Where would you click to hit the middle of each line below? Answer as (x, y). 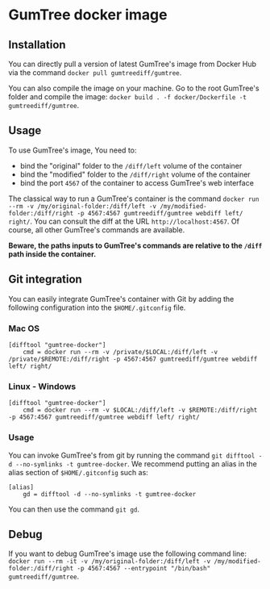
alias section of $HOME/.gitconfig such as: (79, 472)
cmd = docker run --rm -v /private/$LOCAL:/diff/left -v (120, 352)
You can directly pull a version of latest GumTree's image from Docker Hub (132, 64)
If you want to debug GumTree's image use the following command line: (128, 553)
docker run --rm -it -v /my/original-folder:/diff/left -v (110, 562)
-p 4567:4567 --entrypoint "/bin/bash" (144, 569)
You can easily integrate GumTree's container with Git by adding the (121, 299)
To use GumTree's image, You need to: (73, 150)
